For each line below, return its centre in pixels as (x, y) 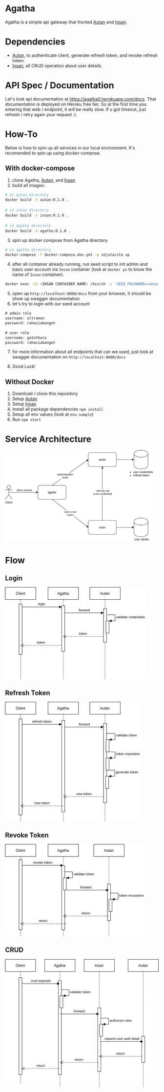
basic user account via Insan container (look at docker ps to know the (82, 270)
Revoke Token (27, 835)
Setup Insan (24, 404)
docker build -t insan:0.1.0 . (37, 215)
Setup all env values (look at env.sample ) (53, 414)
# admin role (18, 314)
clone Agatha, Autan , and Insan (44, 180)
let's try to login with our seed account (51, 304)
